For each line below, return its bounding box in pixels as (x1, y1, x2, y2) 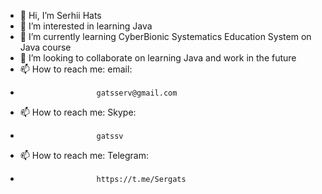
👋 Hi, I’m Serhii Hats (19, 10, 102, 21)
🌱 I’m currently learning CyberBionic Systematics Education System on (19, 31, 312, 42)
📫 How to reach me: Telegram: (19, 150, 150, 161)
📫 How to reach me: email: (19, 63, 133, 75)
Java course (19, 41, 72, 53)
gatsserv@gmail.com (96, 88, 178, 98)
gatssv (96, 131, 124, 141)
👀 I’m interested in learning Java (19, 20, 153, 32)
